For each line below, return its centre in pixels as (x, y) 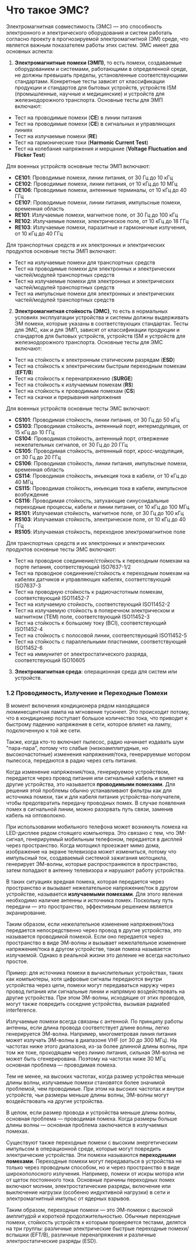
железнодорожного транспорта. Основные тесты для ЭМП (89, 100)
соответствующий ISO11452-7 (52, 598)
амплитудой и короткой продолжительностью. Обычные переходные (93, 1216)
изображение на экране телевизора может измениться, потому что (91, 852)
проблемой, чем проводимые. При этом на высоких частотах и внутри (95, 1089)
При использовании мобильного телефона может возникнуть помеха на (97, 827)
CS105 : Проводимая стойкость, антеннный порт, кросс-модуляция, (99, 451)
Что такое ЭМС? (48, 10)
